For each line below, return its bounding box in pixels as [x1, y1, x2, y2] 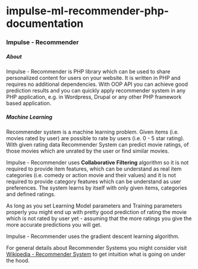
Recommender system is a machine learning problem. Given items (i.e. [6, 128, 180, 135]
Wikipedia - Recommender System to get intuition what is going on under [6, 251, 186, 258]
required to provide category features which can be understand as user [6, 178, 181, 185]
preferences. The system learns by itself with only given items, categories [6, 184, 187, 191]
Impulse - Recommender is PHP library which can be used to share [6, 68, 171, 75]
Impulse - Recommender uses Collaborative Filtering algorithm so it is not [6, 159, 189, 166]
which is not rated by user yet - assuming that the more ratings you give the [6, 215, 192, 222]
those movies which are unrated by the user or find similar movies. [6, 147, 169, 154]
